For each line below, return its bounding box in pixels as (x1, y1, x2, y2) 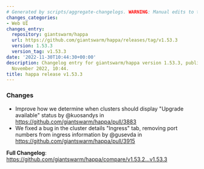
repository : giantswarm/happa (12, 32, 88, 38)
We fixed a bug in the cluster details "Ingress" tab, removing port (15, 124, 178, 131)
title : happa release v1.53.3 (6, 71, 83, 77)
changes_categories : (6, 15, 59, 21)
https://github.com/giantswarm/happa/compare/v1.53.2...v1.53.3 (6, 156, 168, 163)
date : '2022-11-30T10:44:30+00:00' (6, 54, 97, 60)
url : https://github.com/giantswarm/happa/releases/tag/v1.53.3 (12, 37, 178, 43)
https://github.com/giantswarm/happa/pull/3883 (15, 118, 137, 125)
